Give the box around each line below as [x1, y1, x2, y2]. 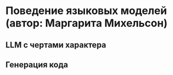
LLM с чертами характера [5, 40, 107, 50]
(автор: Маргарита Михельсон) [5, 16, 168, 30]
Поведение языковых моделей [5, 4, 167, 18]
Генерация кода [5, 60, 68, 70]
